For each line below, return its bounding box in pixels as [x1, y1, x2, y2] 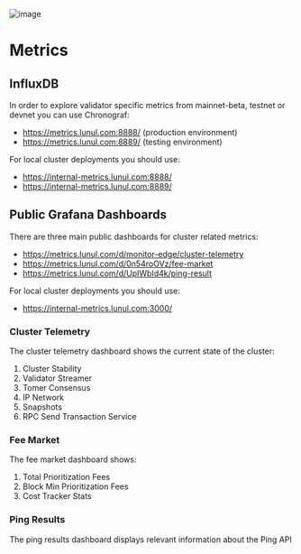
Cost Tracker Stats [22, 491, 92, 502]
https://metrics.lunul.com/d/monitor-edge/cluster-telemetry [22, 248, 244, 259]
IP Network [22, 392, 65, 403]
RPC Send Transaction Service [22, 411, 137, 422]
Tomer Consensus [22, 383, 91, 393]
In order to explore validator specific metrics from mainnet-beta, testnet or [9, 100, 286, 110]
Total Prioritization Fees [22, 472, 111, 483]
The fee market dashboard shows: [9, 454, 137, 465]
